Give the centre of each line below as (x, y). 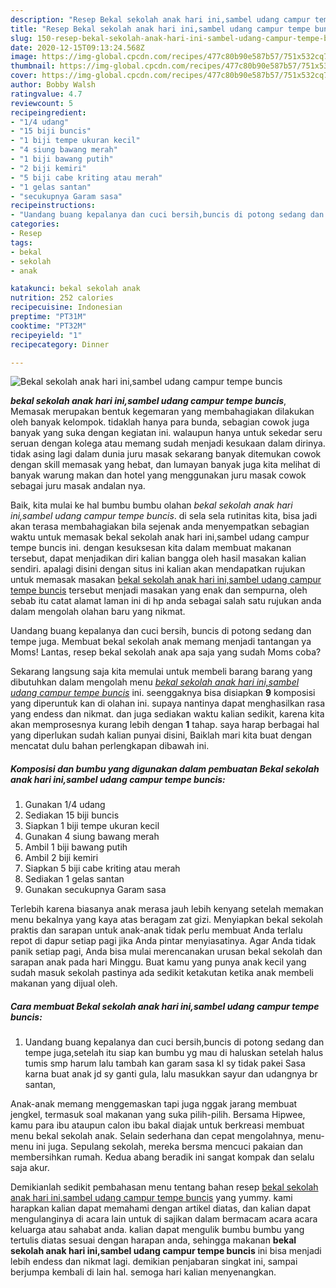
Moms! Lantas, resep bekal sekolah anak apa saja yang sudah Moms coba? (166, 652)
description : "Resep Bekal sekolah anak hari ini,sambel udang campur (160, 19)
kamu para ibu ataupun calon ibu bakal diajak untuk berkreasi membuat (157, 1125)
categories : (35, 224)
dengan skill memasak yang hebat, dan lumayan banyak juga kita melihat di (165, 465)
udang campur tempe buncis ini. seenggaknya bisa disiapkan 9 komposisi (163, 693)
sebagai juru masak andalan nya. (78, 486)
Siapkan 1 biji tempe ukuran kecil (92, 826)
